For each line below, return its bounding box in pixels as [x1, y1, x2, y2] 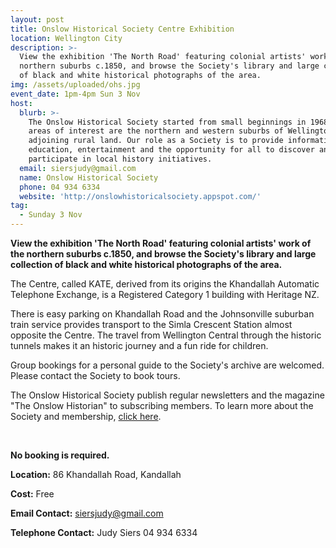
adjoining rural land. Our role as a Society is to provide [28, 136, 284, 146]
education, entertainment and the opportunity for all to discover [28, 145, 315, 155]
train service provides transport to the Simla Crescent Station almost [10, 319, 293, 330]
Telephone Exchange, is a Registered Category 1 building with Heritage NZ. [10, 289, 320, 300]
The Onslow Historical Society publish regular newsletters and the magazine [10, 389, 325, 401]
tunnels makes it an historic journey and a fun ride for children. [10, 340, 269, 351]
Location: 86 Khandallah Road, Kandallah [10, 469, 182, 480]
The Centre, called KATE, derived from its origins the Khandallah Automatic [10, 278, 320, 290]
